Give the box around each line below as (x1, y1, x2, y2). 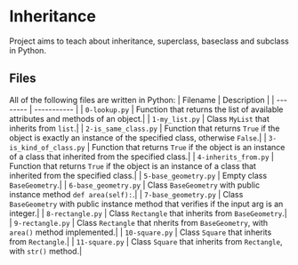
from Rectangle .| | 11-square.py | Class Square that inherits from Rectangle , (9, 236, 283, 246)
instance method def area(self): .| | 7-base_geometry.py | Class (9, 189, 244, 199)
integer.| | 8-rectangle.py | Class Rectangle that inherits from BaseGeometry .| (9, 207, 287, 219)
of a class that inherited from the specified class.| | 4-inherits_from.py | (9, 151, 274, 162)
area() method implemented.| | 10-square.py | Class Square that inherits (9, 227, 272, 237)
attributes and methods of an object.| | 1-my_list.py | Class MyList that (9, 113, 270, 124)
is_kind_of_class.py (9, 143, 86, 152)
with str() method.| (9, 245, 83, 256)
